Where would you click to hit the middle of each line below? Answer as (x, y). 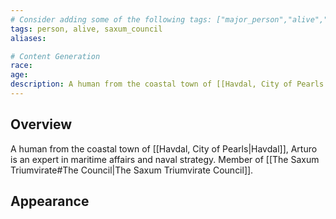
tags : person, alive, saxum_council (86, 29)
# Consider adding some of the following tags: (111, 19)
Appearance (50, 201)
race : (21, 66)
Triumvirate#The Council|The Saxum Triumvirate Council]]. (132, 170)
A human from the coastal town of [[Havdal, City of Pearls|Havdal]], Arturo (164, 148)
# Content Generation (55, 56)
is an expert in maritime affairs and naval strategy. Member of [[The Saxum (165, 159)
